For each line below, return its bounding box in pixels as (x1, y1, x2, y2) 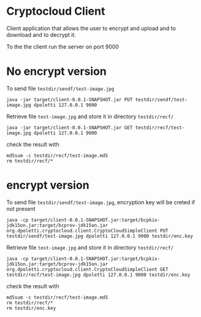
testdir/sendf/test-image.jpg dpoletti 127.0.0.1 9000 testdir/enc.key (6, 233, 193, 239)
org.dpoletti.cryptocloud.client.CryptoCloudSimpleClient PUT (6, 227, 169, 234)
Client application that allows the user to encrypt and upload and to (6, 25, 176, 32)
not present (6, 205, 36, 212)
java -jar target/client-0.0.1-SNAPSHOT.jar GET (6, 124, 133, 131)
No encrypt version (6, 64, 107, 78)
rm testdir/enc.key (6, 305, 56, 311)
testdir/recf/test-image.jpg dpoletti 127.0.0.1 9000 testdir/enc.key (6, 272, 191, 278)
